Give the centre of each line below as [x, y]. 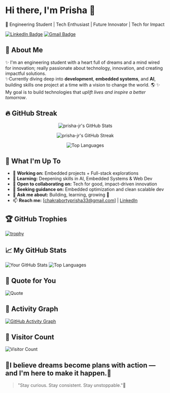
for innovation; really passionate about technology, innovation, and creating [84, 68]
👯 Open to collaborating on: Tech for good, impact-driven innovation [85, 184]
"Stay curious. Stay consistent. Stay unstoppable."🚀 [72, 385]
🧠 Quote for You [31, 281]
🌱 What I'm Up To [33, 161]
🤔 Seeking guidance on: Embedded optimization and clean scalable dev [88, 189]
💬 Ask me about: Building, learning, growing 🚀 [61, 195]
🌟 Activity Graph [32, 309]
